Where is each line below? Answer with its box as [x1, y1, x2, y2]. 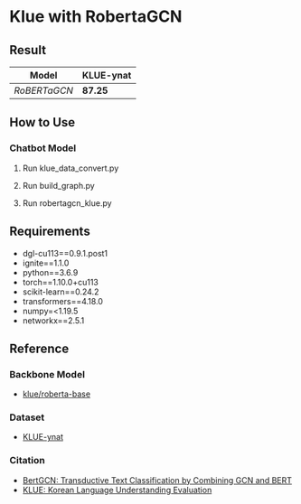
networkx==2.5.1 [22, 314, 85, 326]
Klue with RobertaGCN [9, 6, 183, 27]
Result [9, 42, 47, 58]
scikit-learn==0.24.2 [22, 286, 99, 297]
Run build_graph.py [22, 180, 95, 191]
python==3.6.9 [22, 266, 79, 277]
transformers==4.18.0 [22, 295, 104, 306]
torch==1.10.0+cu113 [22, 276, 99, 287]
